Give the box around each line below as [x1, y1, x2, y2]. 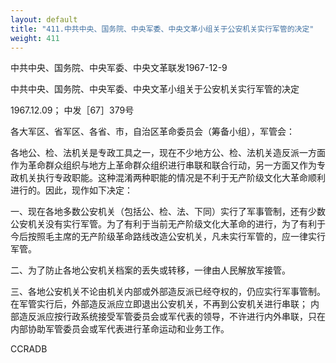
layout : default [10, 14, 78, 25]
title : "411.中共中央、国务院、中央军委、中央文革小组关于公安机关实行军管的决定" [10, 24, 315, 34]
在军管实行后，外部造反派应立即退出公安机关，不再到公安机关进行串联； [10, 298, 308, 310]
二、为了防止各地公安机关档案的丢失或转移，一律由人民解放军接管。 [10, 264, 291, 276]
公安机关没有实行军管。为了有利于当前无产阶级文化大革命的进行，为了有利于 [10, 218, 326, 230]
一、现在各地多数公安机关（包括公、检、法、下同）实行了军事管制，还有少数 [10, 206, 326, 218]
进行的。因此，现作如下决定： [10, 184, 133, 196]
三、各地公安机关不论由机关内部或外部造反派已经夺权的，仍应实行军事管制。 [10, 286, 326, 298]
